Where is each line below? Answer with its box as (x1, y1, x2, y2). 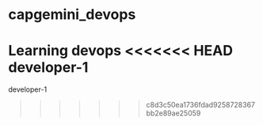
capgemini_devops (8, 6, 136, 24)
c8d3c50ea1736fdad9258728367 (146, 100, 256, 110)
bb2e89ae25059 (146, 108, 201, 118)
